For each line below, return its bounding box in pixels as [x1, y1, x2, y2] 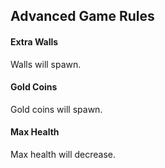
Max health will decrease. [10, 149, 116, 160]
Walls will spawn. [10, 58, 82, 70]
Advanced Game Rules [10, 8, 155, 25]
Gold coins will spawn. [10, 103, 103, 115]
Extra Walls [10, 35, 59, 48]
